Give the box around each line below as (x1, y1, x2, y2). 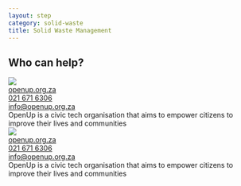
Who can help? (8, 56, 84, 69)
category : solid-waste (8, 19, 84, 27)
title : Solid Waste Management (8, 26, 112, 34)
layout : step (8, 11, 52, 20)
